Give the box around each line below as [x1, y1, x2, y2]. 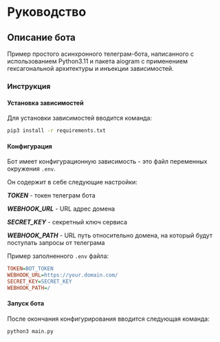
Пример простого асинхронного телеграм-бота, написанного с [7, 50, 195, 58]
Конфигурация [7, 142, 53, 150]
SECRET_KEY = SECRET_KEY [7, 278, 72, 285]
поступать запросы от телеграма [7, 239, 105, 247]
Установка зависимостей [7, 98, 84, 107]
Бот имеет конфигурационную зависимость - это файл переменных [7, 158, 208, 166]
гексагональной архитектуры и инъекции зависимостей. [7, 65, 174, 72]
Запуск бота [7, 299, 45, 308]
